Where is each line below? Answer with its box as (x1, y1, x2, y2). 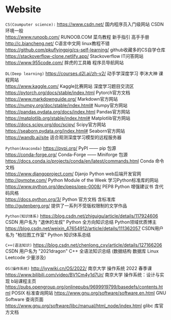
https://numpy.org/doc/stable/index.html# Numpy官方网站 (5, 102, 128, 108)
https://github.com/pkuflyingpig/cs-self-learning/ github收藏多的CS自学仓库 (5, 47, 166, 53)
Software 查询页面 (5, 296, 44, 302)
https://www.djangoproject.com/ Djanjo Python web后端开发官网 (5, 170, 141, 177)
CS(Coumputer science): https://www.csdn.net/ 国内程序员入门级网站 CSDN (5, 21, 164, 27)
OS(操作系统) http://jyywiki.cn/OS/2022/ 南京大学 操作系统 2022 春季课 (5, 265, 152, 271)
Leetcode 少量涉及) (5, 254, 46, 260)
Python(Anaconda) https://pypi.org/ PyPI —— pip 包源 (5, 145, 116, 151)
